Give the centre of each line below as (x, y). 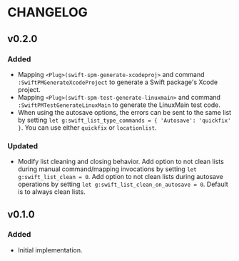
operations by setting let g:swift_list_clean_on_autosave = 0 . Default (123, 184)
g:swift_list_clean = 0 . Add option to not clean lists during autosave (120, 177)
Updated (22, 145)
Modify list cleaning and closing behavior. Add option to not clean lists (121, 162)
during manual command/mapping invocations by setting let (107, 169)
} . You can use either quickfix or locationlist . (87, 127)
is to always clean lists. (51, 192)
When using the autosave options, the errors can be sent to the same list (124, 112)
